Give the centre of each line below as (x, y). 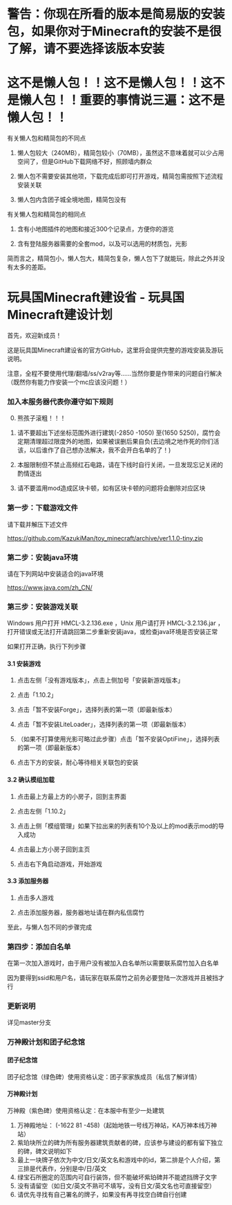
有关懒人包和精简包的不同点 (47, 138)
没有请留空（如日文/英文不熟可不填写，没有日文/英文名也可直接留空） (116, 1186)
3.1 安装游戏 (24, 663)
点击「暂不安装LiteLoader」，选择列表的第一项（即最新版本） (104, 725)
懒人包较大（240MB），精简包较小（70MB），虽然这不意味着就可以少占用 (120, 153)
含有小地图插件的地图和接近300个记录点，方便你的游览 (96, 229)
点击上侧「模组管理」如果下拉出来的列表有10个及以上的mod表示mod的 (118, 826)
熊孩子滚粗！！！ (41, 418)
